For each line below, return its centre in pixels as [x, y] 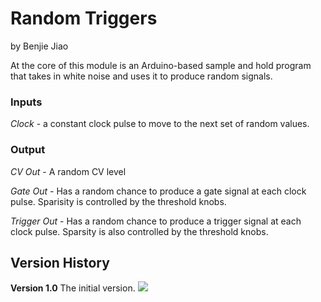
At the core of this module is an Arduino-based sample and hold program [161, 65]
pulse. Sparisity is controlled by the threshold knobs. [118, 201]
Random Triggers [84, 18]
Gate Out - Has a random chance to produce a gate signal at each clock [158, 191]
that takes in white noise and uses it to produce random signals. [141, 76]
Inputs [26, 102]
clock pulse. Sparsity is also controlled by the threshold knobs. [139, 231]
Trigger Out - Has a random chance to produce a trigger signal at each [156, 221]
